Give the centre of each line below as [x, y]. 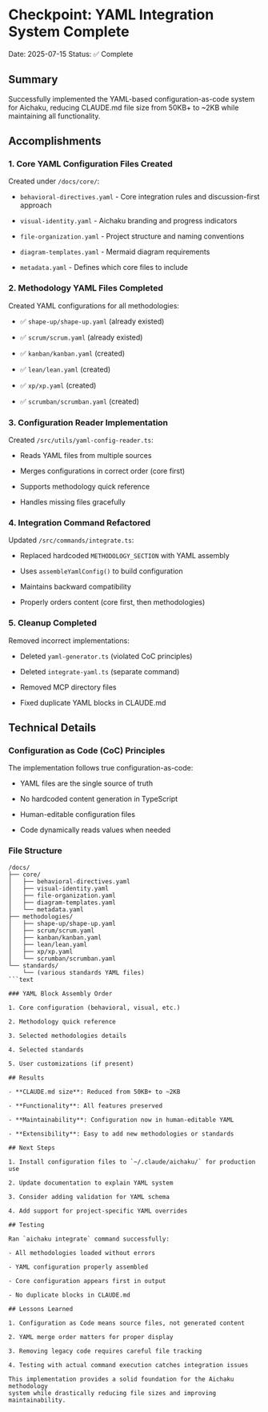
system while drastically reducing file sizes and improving [112, 1393]
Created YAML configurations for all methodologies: [94, 305]
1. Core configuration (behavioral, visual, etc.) [94, 1008]
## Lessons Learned [41, 1309]
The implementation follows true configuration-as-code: [101, 768]
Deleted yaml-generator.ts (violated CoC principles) [106, 656]
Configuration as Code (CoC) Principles [87, 750]
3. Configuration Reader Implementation [88, 422]
